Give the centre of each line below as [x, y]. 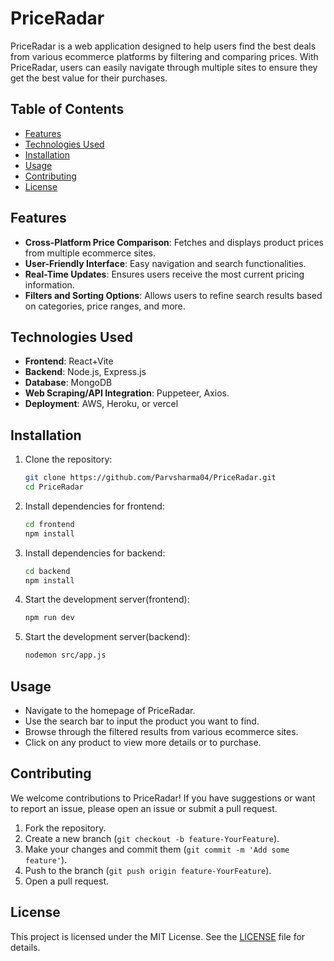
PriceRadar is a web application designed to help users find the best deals [163, 46]
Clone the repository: [68, 459]
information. [49, 284]
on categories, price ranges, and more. [105, 306]
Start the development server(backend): [107, 637]
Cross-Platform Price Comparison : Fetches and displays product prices [174, 242]
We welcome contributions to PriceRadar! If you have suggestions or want [163, 798]
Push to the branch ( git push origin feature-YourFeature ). [148, 870]
